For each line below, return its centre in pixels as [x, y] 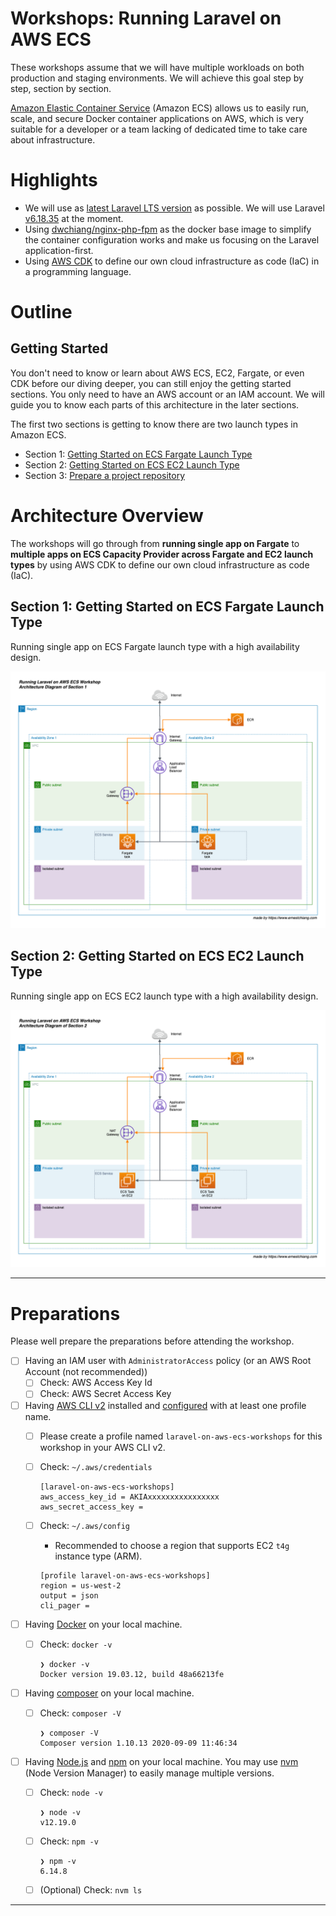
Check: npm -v [69, 1841]
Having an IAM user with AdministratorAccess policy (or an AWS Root [168, 1361]
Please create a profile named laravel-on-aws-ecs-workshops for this [181, 1436]
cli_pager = [64, 1605]
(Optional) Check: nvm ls [91, 1890]
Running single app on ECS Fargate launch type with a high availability [155, 646]
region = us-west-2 [80, 1585]
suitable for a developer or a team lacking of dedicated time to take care [159, 129]
